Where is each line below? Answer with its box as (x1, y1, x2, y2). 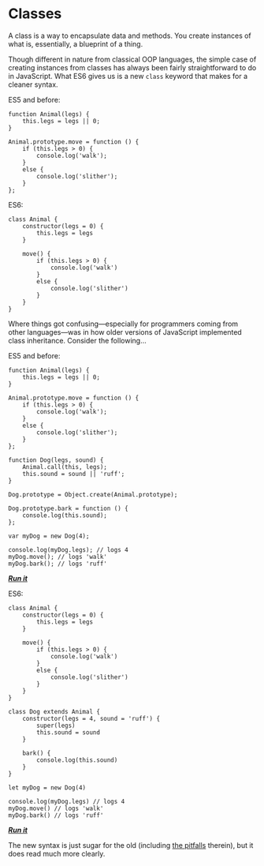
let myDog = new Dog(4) (8, 783, 87, 792)
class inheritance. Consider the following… (8, 336, 147, 345)
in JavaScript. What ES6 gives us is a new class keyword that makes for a (8, 71, 248, 81)
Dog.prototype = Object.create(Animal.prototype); (8, 490, 178, 498)
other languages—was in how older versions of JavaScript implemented (8, 327, 242, 336)
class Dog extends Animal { (8, 707, 101, 715)
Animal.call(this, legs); (22, 463, 108, 470)
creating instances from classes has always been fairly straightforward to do (8, 62, 257, 72)
